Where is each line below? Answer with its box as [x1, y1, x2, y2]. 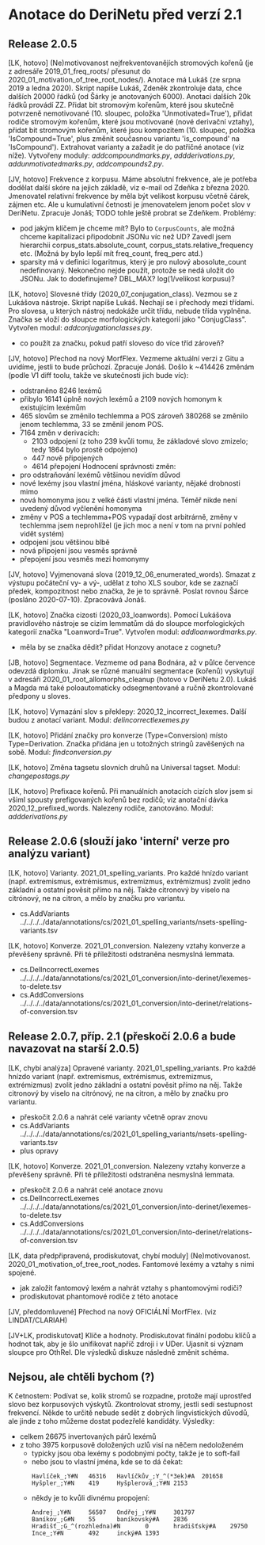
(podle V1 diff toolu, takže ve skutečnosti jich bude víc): [8, 371, 189, 380]
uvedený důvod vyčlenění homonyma [19, 504, 142, 513]
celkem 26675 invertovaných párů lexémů [19, 1432, 157, 1441]
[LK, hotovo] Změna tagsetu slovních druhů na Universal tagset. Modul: [8, 763, 240, 772]
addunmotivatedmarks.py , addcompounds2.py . [8, 159, 165, 168]
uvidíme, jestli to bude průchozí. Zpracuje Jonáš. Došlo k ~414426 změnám [8, 362, 255, 372]
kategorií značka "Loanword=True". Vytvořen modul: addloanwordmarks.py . [8, 628, 257, 636]
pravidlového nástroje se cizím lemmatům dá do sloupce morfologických [8, 619, 245, 628]
